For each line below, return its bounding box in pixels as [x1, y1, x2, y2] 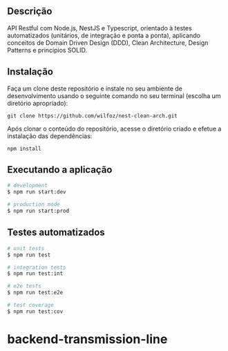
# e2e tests [7, 283, 41, 290]
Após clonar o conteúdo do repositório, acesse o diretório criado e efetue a [7, 124, 222, 133]
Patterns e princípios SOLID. [7, 46, 88, 54]
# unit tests [7, 245, 45, 252]
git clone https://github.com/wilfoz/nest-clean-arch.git [7, 112, 178, 120]
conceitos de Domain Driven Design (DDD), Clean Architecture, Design [7, 38, 209, 47]
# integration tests [7, 264, 67, 271]
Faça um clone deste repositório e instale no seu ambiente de [7, 84, 183, 93]
